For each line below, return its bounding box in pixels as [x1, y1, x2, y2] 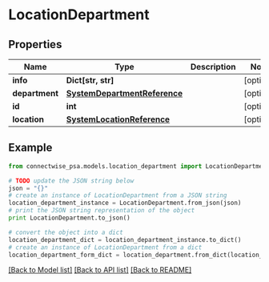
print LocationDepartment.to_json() [8, 214, 130, 222]
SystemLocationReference [66, 114, 171, 125]
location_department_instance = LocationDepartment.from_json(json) [8, 199, 242, 207]
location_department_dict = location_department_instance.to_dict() [8, 236, 242, 244]
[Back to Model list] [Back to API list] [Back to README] [8, 265, 192, 275]
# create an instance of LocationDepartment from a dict [8, 243, 203, 252]
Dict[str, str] [66, 75, 114, 86]
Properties [8, 38, 62, 51]
